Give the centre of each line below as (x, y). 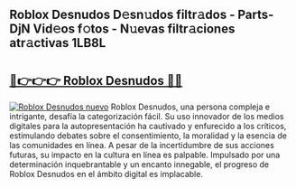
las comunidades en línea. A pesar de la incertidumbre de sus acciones (142, 145)
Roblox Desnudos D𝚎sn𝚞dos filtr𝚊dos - (122, 15)
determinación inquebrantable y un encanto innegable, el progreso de (139, 164)
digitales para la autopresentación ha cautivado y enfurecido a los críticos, (148, 126)
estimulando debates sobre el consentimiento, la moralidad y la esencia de (148, 136)
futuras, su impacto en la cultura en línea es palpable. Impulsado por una (145, 155)
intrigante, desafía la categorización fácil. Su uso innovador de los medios (147, 116)
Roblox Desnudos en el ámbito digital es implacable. (106, 174)
